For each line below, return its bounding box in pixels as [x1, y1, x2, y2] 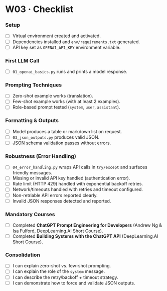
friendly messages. [12, 170, 53, 176]
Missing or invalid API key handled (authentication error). [12, 175, 130, 181]
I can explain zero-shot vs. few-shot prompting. [12, 263, 111, 269]
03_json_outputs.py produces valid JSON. [12, 134, 100, 140]
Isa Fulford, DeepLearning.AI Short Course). [12, 228, 103, 234]
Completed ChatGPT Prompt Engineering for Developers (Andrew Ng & [12, 222, 162, 228]
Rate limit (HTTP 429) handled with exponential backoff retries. [12, 181, 143, 187]
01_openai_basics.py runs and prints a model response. [12, 68, 127, 74]
